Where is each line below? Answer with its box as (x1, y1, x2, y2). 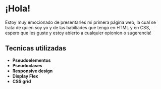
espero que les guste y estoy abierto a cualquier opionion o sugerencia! (5, 30, 152, 36)
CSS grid (12, 78, 31, 84)
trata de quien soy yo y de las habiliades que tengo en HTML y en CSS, (5, 24, 151, 30)
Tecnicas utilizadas (5, 44, 66, 52)
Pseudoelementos (12, 57, 51, 63)
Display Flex (12, 73, 38, 79)
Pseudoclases (12, 62, 43, 68)
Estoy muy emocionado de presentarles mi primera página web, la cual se (5, 19, 156, 25)
